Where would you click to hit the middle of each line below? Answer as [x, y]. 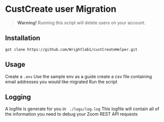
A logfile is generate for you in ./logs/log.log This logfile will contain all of [82, 109]
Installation [23, 38]
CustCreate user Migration [61, 9]
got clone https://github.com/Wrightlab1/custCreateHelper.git [71, 49]
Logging [18, 97]
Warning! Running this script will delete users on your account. [81, 23]
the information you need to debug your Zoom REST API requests [71, 114]
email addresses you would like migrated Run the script [61, 82]
